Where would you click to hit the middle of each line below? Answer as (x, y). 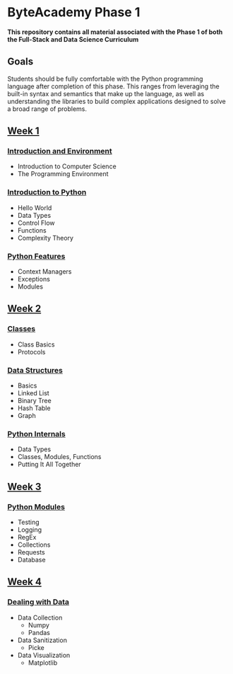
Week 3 (24, 486)
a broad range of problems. (47, 109)
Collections (34, 545)
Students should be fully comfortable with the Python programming (105, 79)
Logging (30, 530)
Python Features (36, 256)
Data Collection (40, 617)
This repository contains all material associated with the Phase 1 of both (115, 32)
